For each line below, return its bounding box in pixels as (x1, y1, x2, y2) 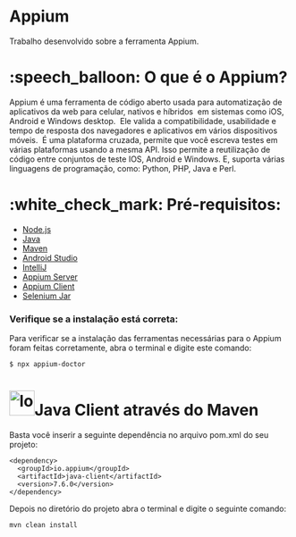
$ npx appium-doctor (9, 360, 87, 369)
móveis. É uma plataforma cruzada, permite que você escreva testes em (9, 134, 279, 145)
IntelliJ (21, 262, 47, 273)
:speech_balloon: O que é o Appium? (9, 67, 288, 88)
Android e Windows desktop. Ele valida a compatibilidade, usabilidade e (9, 115, 277, 126)
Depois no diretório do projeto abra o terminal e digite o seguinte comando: (9, 503, 287, 514)
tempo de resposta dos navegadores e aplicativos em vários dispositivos (9, 125, 278, 136)
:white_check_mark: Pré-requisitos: (9, 195, 282, 215)
